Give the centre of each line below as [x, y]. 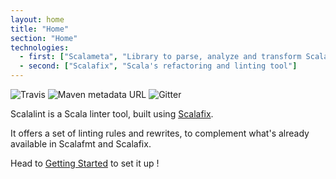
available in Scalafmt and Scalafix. [81, 144]
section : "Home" [44, 38]
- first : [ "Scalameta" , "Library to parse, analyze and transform [160, 57]
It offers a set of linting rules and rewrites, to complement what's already [160, 133]
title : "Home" [40, 29]
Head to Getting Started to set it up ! [85, 163]
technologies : [40, 47]
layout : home [37, 19]
